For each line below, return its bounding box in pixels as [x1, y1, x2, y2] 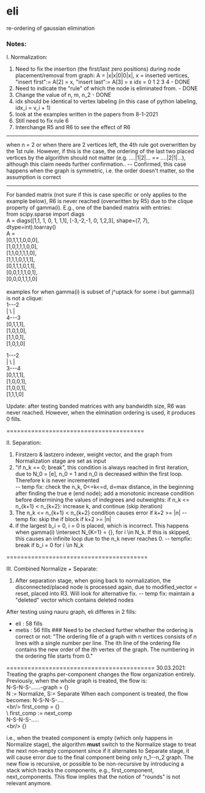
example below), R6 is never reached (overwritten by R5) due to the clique [6, 197, 193, 205]
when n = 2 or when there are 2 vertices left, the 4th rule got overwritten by [6, 141, 196, 149]
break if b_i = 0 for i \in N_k [15, 541, 84, 549]
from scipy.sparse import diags [6, 210, 85, 218]
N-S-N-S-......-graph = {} [6, 684, 69, 691]
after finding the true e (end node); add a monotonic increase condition [15, 489, 194, 497]
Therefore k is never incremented [15, 477, 99, 484]
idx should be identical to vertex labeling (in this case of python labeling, [15, 98, 198, 105]
